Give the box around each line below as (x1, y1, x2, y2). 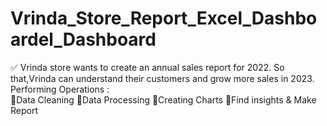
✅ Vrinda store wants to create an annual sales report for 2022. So (10, 61, 285, 73)
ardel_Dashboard (10, 28, 157, 51)
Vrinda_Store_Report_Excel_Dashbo (10, 7, 318, 30)
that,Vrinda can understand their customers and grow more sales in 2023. (10, 72, 315, 84)
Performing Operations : (10, 83, 110, 95)
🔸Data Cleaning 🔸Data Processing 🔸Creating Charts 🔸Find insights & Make (10, 93, 317, 106)
